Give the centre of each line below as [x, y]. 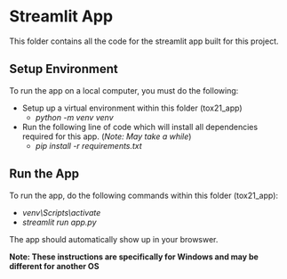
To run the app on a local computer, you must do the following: [124, 90]
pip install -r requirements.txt [88, 145]
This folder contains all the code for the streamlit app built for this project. [144, 41]
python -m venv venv [74, 117]
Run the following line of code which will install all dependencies [140, 127]
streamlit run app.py [59, 222]
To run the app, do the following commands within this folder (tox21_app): [143, 195]
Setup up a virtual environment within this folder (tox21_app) [132, 108]
